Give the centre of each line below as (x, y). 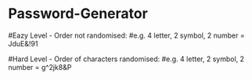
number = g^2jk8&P (40, 67)
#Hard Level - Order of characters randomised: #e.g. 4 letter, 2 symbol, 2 (126, 59)
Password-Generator (78, 14)
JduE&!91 (23, 43)
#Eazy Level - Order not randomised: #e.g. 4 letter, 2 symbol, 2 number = (126, 35)
